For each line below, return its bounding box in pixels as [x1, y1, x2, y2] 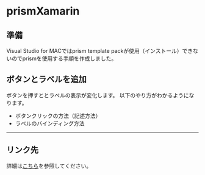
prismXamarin [6, 4, 80, 18]
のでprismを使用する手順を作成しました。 [11, 55, 117, 62]
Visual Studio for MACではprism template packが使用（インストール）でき [6, 47, 193, 54]
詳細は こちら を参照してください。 [6, 162, 92, 170]
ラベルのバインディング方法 [15, 120, 85, 127]
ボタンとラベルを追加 [6, 74, 87, 84]
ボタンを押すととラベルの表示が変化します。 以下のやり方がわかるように [6, 91, 189, 98]
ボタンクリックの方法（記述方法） [15, 112, 101, 119]
